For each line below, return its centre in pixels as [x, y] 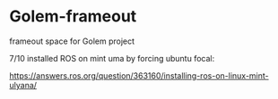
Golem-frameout [73, 16]
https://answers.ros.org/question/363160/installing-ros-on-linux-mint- [139, 75]
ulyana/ [23, 85]
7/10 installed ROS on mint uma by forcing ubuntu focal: [112, 58]
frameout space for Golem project [72, 41]
